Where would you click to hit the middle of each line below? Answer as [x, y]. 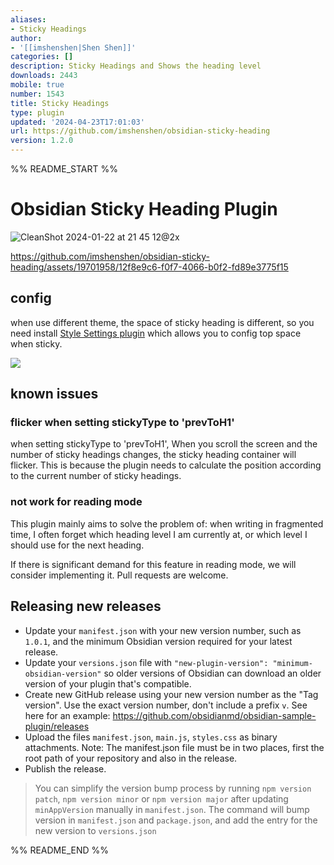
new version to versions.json [95, 830]
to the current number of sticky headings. [96, 476]
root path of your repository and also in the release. [131, 758]
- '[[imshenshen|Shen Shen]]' [73, 47]
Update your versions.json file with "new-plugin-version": [146, 662]
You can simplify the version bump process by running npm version [173, 788]
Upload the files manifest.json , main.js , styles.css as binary [151, 737]
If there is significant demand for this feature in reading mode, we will [153, 564]
